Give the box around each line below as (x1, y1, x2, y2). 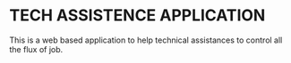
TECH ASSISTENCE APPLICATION (9, 5, 266, 26)
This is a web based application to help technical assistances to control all (9, 35, 283, 45)
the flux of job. (9, 43, 64, 54)
